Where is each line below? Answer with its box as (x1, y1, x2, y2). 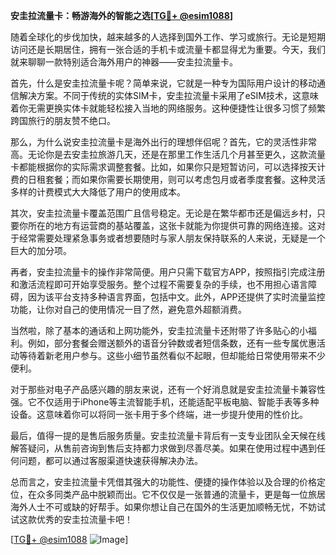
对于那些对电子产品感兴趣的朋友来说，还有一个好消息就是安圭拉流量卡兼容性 (10, 384, 326, 395)
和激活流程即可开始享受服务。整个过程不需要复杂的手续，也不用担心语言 (10, 279, 308, 290)
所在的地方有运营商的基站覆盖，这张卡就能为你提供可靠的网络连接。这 (27, 220, 317, 231)
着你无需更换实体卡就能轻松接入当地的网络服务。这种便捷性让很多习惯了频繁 (10, 102, 326, 114)
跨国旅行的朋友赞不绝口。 (10, 115, 116, 126)
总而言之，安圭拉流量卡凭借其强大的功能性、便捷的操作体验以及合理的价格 (10, 476, 317, 488)
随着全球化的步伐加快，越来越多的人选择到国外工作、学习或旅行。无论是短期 (10, 31, 326, 43)
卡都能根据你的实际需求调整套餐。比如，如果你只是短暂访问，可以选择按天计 (10, 161, 326, 173)
